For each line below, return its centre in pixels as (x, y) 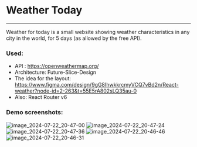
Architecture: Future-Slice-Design (55, 72)
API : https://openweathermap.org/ (57, 66)
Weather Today (44, 10)
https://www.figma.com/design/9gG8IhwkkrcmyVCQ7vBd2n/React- (96, 85)
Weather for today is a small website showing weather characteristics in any (98, 32)
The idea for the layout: (43, 78)
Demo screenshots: (35, 112)
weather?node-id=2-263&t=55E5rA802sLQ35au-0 (76, 91)
